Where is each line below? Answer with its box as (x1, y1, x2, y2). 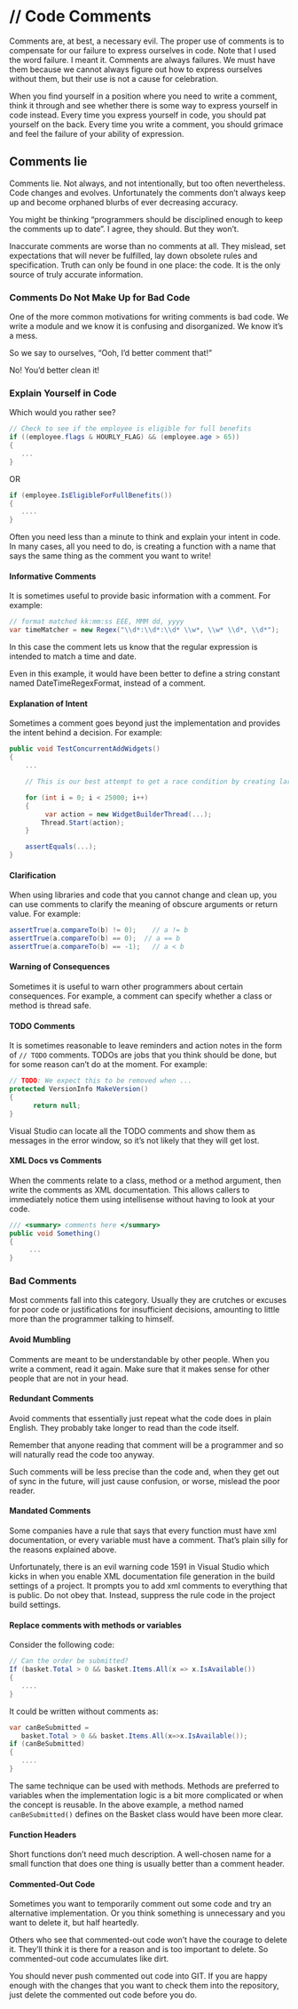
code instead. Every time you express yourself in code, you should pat (9, 109, 267, 120)
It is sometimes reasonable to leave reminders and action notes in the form (9, 1041, 282, 1051)
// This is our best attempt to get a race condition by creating (25, 777, 276, 786)
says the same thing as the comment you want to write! (9, 550, 211, 561)
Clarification (9, 870, 57, 880)
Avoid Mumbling (9, 1334, 71, 1345)
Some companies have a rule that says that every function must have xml (9, 1525, 277, 1536)
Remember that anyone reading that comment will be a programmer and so (9, 1439, 284, 1450)
